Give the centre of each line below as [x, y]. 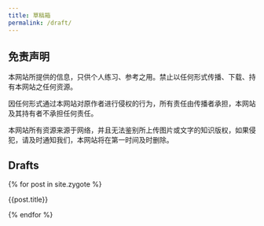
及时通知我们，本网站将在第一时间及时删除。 [101, 140]
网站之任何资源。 [49, 87]
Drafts [24, 165]
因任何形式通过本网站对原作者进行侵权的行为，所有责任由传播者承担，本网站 [132, 104]
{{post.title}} [28, 200]
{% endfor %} [31, 215]
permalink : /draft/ [40, 23]
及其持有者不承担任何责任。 [53, 113]
